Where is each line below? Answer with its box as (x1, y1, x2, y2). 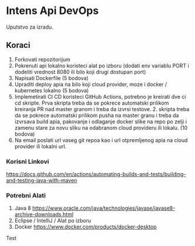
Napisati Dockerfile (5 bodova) (14, 74, 89, 81)
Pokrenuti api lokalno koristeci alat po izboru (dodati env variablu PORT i (14, 62, 189, 69)
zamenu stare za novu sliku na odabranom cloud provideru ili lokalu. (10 (14, 124, 188, 131)
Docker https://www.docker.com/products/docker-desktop (14, 223, 157, 230)
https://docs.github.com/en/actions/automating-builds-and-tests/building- (6, 171, 186, 178)
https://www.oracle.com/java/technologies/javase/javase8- (32, 205, 176, 212)
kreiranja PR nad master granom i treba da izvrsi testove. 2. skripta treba (14, 105, 190, 112)
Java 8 (14, 205, 31, 212)
